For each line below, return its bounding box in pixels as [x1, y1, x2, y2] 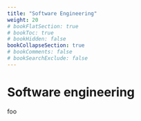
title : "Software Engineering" [7, 10, 97, 17]
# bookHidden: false [7, 36, 67, 43]
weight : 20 [7, 16, 39, 23]
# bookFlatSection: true [7, 23, 79, 30]
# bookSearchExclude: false [7, 55, 88, 62]
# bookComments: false [7, 49, 73, 56]
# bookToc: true [7, 29, 54, 36]
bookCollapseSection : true [7, 42, 85, 49]
